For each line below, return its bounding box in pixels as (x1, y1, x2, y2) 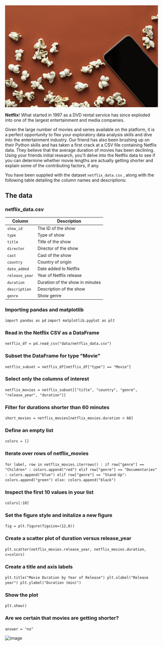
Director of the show (37, 245, 79, 251)
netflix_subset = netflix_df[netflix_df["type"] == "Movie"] (5, 364, 131, 369)
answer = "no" (5, 627, 34, 631)
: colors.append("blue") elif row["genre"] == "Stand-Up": (5, 472, 127, 477)
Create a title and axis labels (5, 563, 73, 570)
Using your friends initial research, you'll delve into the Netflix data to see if (5, 152, 155, 158)
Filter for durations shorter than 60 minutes (5, 404, 110, 410)
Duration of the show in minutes (37, 279, 101, 285)
